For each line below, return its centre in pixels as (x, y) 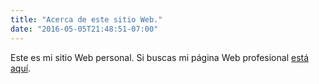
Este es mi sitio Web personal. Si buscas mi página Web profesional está (160, 57)
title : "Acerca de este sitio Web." (86, 19)
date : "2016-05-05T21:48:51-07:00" (84, 29)
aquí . (21, 68)
